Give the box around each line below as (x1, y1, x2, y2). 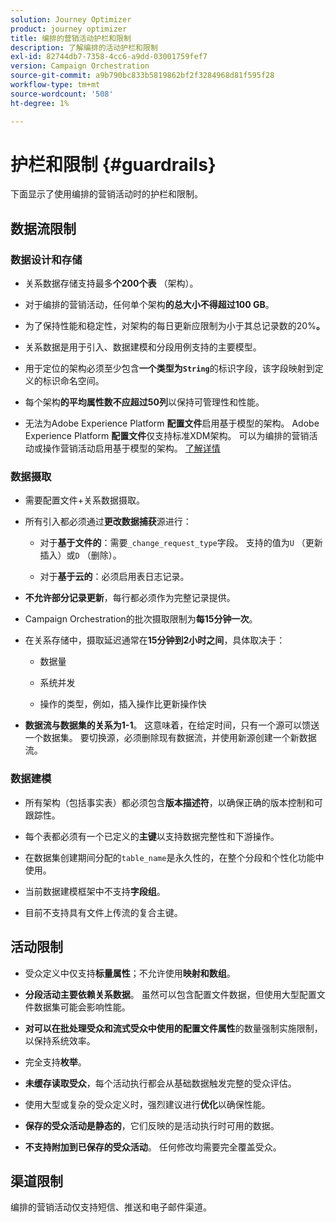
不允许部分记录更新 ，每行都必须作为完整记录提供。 (24, 592, 236, 604)
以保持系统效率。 (24, 1034, 96, 1046)
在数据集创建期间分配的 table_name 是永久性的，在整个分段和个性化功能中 (24, 851, 325, 863)
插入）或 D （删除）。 (39, 549, 122, 561)
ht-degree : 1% (10, 98, 70, 108)
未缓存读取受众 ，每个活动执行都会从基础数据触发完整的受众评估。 (24, 1077, 297, 1089)
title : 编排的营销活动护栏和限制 (10, 33, 132, 43)
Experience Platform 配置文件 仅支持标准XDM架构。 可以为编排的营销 (24, 430, 310, 442)
